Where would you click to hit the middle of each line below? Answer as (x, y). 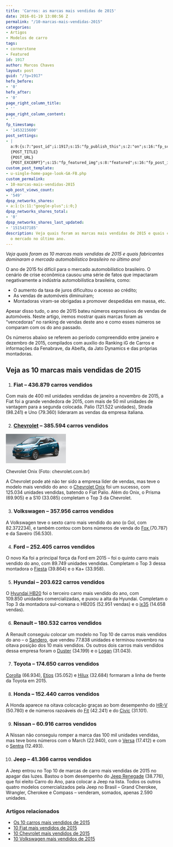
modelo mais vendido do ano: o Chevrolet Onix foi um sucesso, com (78, 487)
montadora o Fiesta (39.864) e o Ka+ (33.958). (55, 569)
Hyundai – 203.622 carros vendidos (59, 582)
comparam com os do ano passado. (44, 328)
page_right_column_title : (33, 103)
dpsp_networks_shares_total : (37, 212)
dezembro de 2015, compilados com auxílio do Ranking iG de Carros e (80, 343)
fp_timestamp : (21, 125)
